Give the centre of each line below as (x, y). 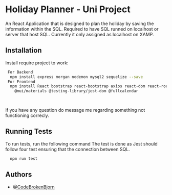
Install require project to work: (37, 63)
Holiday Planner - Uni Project (68, 9)
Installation (24, 50)
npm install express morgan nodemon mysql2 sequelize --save (77, 77)
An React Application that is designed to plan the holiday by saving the (80, 23)
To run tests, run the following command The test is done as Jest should (81, 143)
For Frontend (21, 82)
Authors (19, 175)
